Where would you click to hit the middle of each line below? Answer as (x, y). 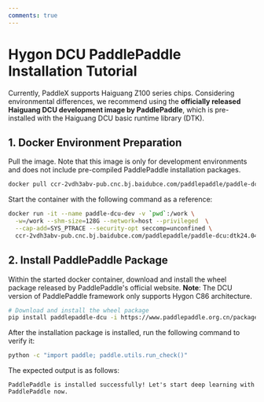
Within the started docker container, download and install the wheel (117, 279)
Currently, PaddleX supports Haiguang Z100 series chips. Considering (121, 93)
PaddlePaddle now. (38, 392)
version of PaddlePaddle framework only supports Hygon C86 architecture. (130, 296)
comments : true (33, 15)
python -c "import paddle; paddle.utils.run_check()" (98, 356)
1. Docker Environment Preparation (95, 142)
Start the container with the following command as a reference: (110, 199)
